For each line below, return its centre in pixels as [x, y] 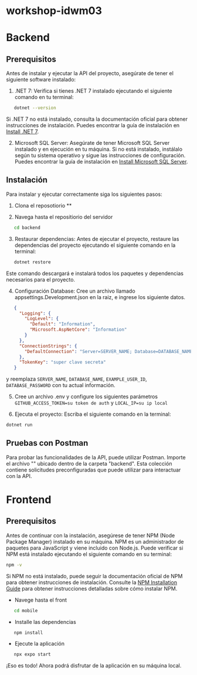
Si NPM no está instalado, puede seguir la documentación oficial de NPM [94, 576]
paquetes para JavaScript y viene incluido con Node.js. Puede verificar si [95, 548]
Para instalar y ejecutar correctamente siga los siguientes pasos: [84, 194]
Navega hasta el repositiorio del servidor [64, 217]
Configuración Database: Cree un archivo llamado [75, 291]
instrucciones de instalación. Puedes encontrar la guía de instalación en [93, 125]
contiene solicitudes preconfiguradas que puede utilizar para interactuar [94, 470]
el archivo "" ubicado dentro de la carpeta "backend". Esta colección [89, 463]
